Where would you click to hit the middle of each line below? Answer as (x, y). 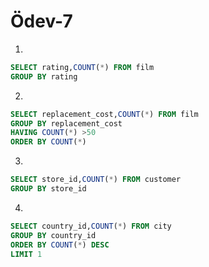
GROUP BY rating (44, 76)
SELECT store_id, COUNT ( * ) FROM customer (96, 180)
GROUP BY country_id (53, 235)
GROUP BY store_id (48, 189)
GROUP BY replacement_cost (66, 123)
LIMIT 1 (26, 254)
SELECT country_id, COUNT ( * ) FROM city (91, 226)
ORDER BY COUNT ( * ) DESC (60, 245)
